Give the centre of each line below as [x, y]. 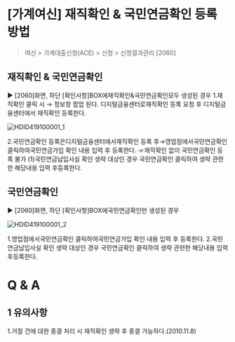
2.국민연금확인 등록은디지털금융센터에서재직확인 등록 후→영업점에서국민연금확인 [117, 141]
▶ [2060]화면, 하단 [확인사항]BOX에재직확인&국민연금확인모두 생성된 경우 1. [112, 95]
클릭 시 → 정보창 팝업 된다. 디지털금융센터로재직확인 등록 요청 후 [114, 104]
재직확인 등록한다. [62, 112]
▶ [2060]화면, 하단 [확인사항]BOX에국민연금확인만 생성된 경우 [93, 210]
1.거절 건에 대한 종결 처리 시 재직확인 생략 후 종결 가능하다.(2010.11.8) [102, 331]
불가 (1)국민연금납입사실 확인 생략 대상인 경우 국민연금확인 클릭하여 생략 [113, 159]
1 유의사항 [27, 313]
